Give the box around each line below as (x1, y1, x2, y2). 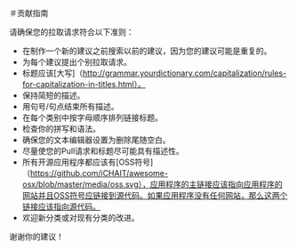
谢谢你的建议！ (9, 231, 64, 242)
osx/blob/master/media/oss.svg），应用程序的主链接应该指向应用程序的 (21, 179, 283, 190)
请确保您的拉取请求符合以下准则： (9, 27, 134, 37)
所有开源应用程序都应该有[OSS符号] (21, 157, 154, 167)
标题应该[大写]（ (21, 68, 84, 78)
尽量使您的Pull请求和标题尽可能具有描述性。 (21, 146, 184, 156)
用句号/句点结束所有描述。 (21, 101, 119, 111)
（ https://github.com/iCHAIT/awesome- (21, 168, 169, 178)
